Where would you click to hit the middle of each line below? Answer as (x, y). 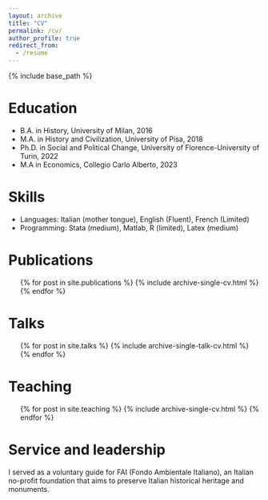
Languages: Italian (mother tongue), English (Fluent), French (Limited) (134, 219)
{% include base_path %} (50, 76)
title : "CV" (28, 23)
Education (43, 108)
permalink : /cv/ (35, 30)
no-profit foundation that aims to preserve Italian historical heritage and (126, 480)
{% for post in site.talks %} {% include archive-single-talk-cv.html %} (134, 345)
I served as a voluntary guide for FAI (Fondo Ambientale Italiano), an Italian (131, 472)
